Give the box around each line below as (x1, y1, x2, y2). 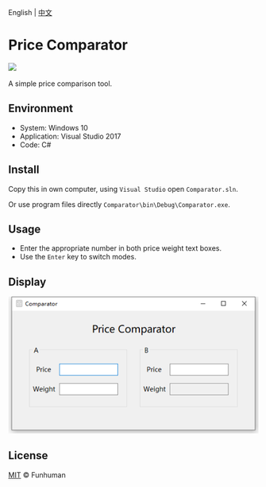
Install (8, 163, 40, 177)
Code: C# (19, 139, 52, 150)
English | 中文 (8, 8, 53, 17)
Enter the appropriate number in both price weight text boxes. (19, 243, 222, 253)
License (8, 449, 48, 462)
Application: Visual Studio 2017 (19, 131, 121, 141)
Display (8, 275, 47, 289)
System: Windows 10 (19, 123, 89, 132)
